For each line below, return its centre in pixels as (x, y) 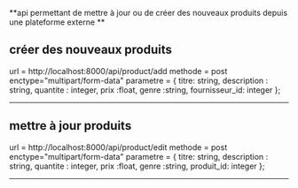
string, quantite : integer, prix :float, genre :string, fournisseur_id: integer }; (145, 90)
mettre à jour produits (71, 126)
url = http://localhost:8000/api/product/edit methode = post (118, 147)
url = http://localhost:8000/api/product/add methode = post (118, 71)
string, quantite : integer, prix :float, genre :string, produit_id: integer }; (137, 166)
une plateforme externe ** (57, 22)
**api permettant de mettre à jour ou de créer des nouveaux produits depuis (149, 13)
